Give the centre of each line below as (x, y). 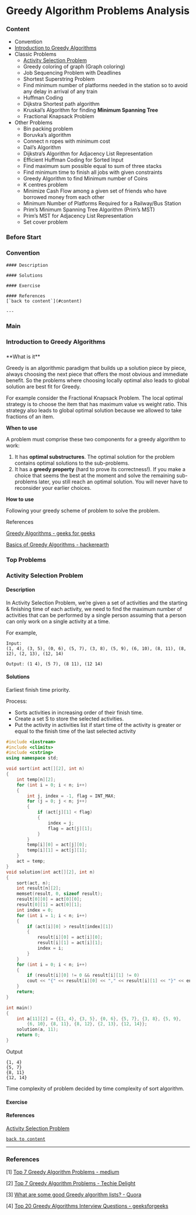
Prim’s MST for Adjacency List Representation (78, 216)
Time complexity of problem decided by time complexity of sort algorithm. (95, 1088)
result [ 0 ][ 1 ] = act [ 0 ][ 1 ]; (49, 905)
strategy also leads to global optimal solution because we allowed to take (94, 410)
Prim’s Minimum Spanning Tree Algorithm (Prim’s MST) (89, 210)
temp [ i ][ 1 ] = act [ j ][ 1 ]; (57, 850)
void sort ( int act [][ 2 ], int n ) (45, 769)
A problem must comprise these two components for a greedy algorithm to (96, 440)
